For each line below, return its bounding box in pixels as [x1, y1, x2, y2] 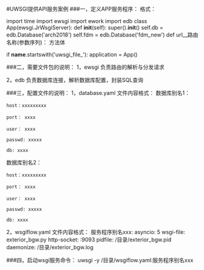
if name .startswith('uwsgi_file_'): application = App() [6, 51, 138, 58]
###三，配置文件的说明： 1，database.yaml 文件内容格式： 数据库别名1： [6, 89, 191, 96]
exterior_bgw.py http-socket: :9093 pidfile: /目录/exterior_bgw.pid [6, 236, 172, 243]
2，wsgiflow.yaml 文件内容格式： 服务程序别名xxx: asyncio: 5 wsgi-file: [6, 229, 186, 235]
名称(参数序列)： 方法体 [6, 39, 66, 46]
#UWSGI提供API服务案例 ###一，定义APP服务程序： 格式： [6, 5, 157, 12]
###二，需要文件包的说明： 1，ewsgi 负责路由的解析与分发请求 [6, 63, 164, 71]
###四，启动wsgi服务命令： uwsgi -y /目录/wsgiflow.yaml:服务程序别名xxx [6, 257, 194, 263]
